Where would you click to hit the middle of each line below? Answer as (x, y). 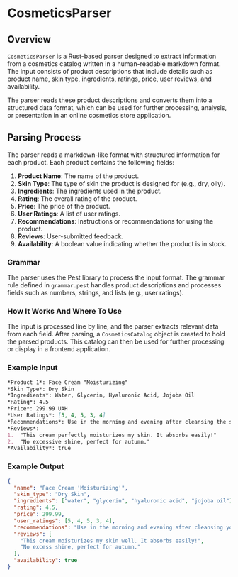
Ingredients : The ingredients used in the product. (90, 191)
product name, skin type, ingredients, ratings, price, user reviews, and (110, 79)
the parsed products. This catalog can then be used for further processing (116, 341)
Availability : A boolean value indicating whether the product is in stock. (122, 243)
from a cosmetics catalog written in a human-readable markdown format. (114, 64)
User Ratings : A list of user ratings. (69, 214)
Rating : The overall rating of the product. (77, 198)
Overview (29, 39)
